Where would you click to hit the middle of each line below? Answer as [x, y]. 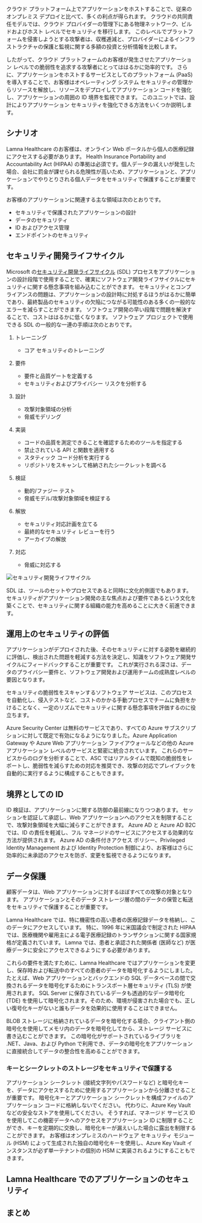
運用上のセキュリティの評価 [58, 634]
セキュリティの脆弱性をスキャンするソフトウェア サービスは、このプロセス [99, 692]
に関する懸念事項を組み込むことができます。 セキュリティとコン [106, 286]
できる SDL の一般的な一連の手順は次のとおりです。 [71, 324]
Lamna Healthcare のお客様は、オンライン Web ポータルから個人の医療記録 [100, 149]
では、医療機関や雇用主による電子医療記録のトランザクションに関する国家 [99, 935]
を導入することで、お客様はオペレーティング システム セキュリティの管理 [97, 82]
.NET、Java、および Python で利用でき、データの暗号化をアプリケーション [99, 1044]
